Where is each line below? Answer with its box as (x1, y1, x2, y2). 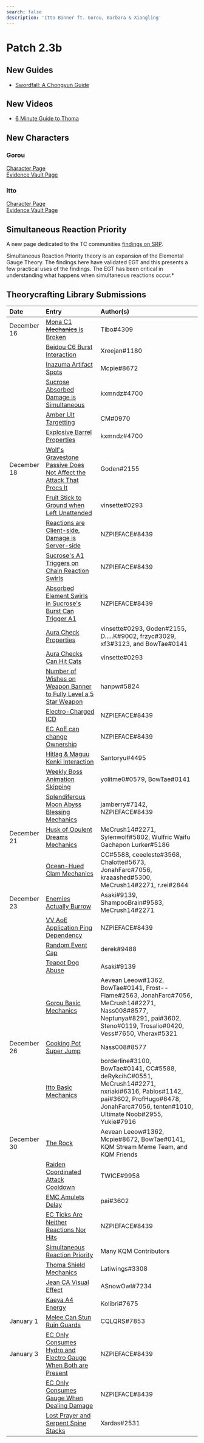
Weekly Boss (45, 767, 83, 776)
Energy (45, 1303, 66, 1311)
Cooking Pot (45, 1039, 81, 1047)
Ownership (45, 740, 77, 748)
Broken (45, 332, 66, 341)
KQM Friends (100, 1150, 138, 1159)
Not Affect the (45, 468, 86, 477)
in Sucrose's (45, 599, 81, 608)
